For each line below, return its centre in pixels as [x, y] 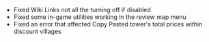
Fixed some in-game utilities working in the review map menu [100, 17]
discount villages [37, 31]
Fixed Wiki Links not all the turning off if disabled [82, 10]
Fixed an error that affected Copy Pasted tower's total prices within [108, 24]
